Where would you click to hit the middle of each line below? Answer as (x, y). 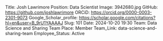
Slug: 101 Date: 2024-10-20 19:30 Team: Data (110, 23)
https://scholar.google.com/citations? (117, 18)
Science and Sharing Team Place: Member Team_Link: (61, 28)
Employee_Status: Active (59, 33)
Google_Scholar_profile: (53, 18)
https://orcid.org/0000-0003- (121, 12)
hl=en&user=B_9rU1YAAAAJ (34, 23)
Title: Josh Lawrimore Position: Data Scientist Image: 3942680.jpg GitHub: (81, 7)
